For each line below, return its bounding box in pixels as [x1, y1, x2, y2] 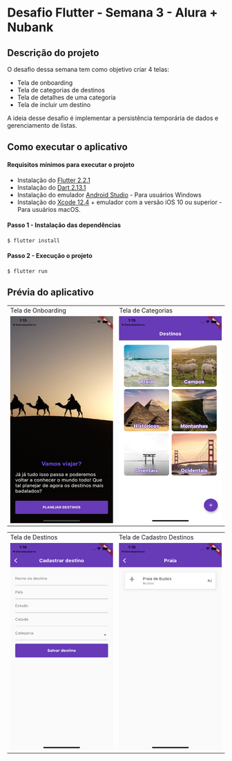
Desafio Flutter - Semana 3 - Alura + [7, 5, 218, 21]
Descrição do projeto [7, 47, 99, 59]
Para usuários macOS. [17, 205, 81, 213]
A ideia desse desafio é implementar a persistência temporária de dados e [7, 114, 219, 122]
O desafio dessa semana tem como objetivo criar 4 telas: [7, 66, 169, 73]
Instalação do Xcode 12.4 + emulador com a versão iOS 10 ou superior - [17, 198, 222, 206]
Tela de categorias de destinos [17, 86, 106, 94]
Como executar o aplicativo [7, 141, 128, 153]
